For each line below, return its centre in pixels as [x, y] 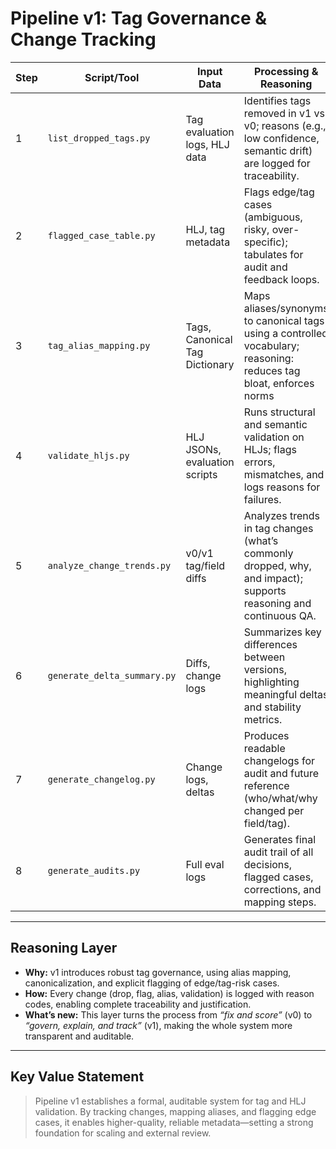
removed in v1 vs [284, 113]
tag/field [205, 565]
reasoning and [277, 603]
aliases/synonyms [286, 308]
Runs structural [279, 412]
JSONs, [203, 449]
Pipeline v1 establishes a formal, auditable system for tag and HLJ [170, 1101]
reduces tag [272, 370]
